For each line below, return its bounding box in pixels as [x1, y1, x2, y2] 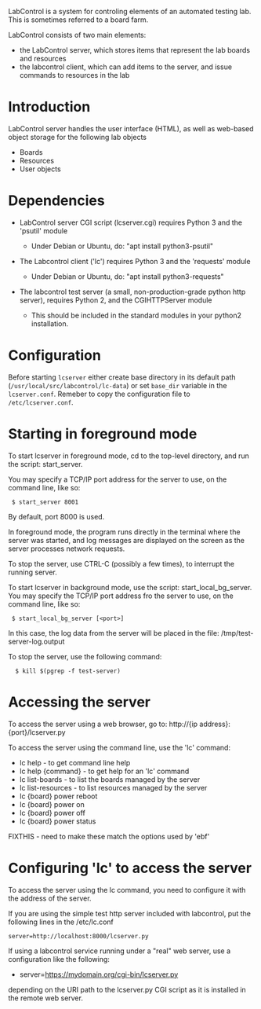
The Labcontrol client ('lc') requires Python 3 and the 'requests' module [19, 256, 251, 266]
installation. [31, 318, 69, 328]
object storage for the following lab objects [8, 132, 147, 141]
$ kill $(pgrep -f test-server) [15, 667, 121, 675]
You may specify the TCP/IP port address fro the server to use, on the [8, 591, 234, 600]
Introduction [8, 98, 91, 116]
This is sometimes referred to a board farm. [8, 15, 149, 24]
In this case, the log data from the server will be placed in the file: [8, 628, 219, 637]
